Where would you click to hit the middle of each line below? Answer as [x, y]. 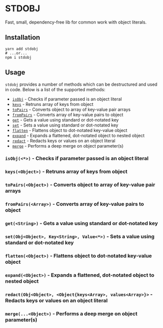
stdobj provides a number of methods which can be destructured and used [81, 84]
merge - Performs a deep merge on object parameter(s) [68, 146]
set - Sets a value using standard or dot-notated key [65, 125]
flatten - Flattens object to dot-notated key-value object [70, 130]
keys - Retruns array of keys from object [53, 104]
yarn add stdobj [22, 49]
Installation [23, 38]
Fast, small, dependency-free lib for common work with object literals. [76, 22]
